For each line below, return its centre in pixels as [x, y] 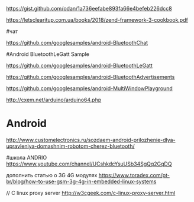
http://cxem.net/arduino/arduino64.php [54, 100]
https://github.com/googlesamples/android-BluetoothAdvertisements [90, 77]
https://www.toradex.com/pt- [134, 175]
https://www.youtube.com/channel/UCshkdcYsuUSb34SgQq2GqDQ [89, 164]
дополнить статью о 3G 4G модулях [52, 175]
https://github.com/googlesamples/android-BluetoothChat [77, 43]
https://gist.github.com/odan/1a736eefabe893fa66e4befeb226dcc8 [89, 9]
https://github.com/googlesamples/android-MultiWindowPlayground [89, 88]
